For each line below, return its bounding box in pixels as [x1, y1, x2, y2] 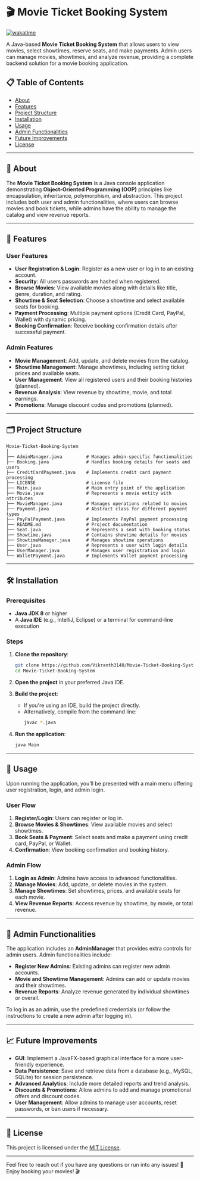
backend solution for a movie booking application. [6, 60, 129, 67]
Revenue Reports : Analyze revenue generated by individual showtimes [14, 988, 189, 995]
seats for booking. [14, 303, 60, 310]
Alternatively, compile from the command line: [23, 708, 137, 715]
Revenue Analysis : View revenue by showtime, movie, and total [14, 388, 172, 395]
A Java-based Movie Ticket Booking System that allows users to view [6, 40, 180, 48]
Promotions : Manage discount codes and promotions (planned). [14, 401, 173, 409]
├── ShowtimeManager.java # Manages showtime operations [6, 537, 164, 543]
